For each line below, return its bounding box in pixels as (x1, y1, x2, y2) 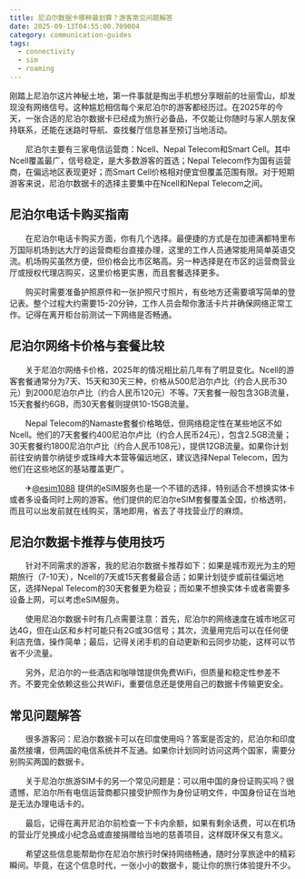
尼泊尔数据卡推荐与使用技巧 (9, 534, 165, 550)
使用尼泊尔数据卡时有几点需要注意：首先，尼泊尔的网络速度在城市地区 (25, 613, 288, 624)
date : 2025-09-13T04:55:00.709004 (9, 22, 141, 31)
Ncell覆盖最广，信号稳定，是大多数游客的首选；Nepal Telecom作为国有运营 (9, 155, 292, 166)
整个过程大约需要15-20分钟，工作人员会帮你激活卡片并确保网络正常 (33, 298, 286, 308)
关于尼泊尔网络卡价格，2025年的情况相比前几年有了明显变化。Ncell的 (25, 364, 287, 375)
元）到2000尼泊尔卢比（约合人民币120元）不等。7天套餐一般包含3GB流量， (9, 387, 294, 398)
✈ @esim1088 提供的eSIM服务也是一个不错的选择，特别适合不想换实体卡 (25, 482, 296, 493)
